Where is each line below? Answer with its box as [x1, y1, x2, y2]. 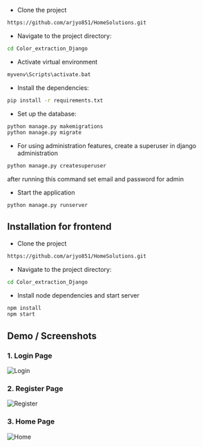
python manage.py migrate [7, 129, 81, 136]
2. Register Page [7, 383, 64, 393]
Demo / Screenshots [7, 330, 97, 342]
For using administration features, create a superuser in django [17, 142, 197, 150]
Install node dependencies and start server [17, 291, 140, 300]
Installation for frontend [7, 221, 112, 232]
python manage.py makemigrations [7, 122, 104, 130]
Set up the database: [17, 109, 77, 118]
